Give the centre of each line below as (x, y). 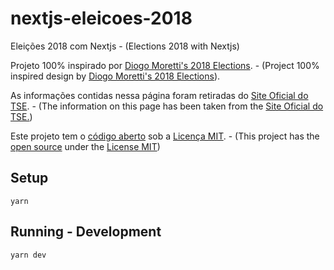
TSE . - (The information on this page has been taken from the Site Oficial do (167, 106)
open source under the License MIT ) (85, 146)
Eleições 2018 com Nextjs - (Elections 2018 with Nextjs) (125, 46)
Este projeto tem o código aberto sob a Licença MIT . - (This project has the (165, 136)
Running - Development (86, 232)
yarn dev (28, 255)
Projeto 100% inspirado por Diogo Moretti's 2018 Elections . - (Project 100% (165, 65)
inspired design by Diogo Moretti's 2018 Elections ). (115, 76)
